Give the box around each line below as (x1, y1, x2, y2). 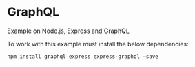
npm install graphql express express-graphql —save (7, 53, 158, 60)
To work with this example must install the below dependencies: (7, 40, 189, 48)
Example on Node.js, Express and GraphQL (7, 27, 130, 35)
